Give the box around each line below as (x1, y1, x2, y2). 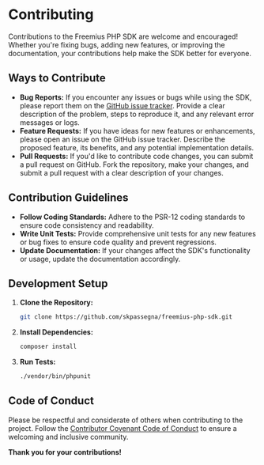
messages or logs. (19, 117, 81, 127)
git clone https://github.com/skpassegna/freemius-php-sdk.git (19, 313, 233, 321)
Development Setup (8, 277, 108, 290)
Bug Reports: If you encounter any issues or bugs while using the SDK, (19, 93, 252, 102)
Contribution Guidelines (8, 191, 129, 205)
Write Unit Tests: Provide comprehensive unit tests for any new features (19, 229, 257, 238)
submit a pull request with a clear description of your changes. (19, 168, 224, 177)
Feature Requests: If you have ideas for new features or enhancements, (19, 126, 255, 135)
